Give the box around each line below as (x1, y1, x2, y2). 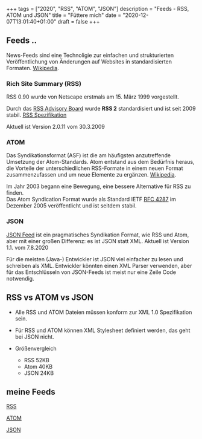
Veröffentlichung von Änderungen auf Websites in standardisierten (6, 57, 172, 65)
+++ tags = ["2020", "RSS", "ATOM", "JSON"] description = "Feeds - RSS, (6, 5, 189, 12)
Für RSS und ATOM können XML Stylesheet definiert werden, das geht (14, 327, 191, 334)
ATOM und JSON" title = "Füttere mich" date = (6, 11, 122, 19)
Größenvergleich (14, 345, 57, 352)
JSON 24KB (24, 369, 54, 377)
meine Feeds (6, 386, 55, 397)
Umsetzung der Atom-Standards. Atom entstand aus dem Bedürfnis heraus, (6, 158, 195, 166)
